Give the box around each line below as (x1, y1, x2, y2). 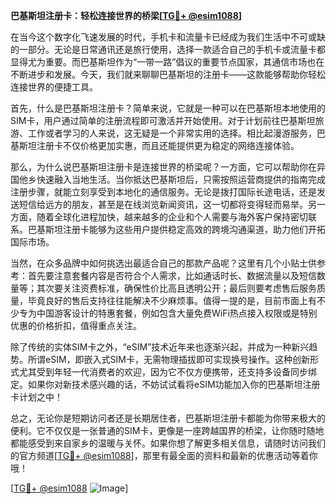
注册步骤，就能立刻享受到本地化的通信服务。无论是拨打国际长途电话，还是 (10, 186, 317, 198)
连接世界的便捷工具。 (10, 81, 98, 93)
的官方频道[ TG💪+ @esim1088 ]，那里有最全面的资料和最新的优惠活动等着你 (10, 450, 318, 461)
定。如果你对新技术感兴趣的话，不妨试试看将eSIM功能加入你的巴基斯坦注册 (10, 379, 321, 390)
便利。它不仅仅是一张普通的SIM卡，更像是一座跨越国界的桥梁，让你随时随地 (10, 425, 325, 436)
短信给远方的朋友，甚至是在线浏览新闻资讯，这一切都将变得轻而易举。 (18, 199, 308, 210)
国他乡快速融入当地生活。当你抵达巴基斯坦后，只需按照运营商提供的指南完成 (10, 174, 326, 185)
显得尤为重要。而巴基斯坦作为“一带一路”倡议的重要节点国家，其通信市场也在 (10, 56, 325, 68)
